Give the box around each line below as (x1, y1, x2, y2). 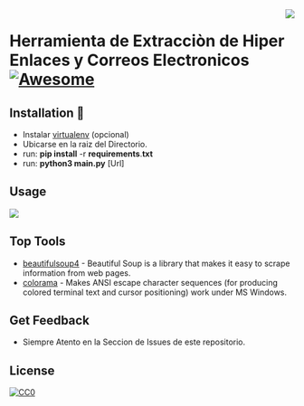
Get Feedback (9, 313, 90, 328)
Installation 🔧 (9, 105, 85, 120)
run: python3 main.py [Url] (22, 158, 125, 168)
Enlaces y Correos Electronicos (9, 50, 250, 71)
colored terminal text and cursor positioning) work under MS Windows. (22, 287, 288, 297)
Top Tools (9, 234, 66, 250)
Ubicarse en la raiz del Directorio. (22, 139, 147, 149)
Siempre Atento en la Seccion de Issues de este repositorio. (22, 336, 246, 347)
